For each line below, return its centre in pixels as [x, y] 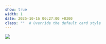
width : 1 [14, 14]
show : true [16, 9]
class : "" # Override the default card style [53, 23]
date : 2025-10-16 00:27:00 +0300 [39, 18]
